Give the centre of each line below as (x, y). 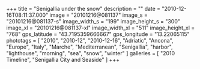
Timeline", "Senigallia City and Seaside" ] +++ (63, 60)
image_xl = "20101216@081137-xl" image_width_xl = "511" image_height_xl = (101, 28)
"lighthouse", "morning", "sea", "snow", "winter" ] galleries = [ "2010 (91, 53)
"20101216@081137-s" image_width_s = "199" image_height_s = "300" (93, 21)
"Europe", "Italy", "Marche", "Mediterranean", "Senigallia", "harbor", (89, 47)
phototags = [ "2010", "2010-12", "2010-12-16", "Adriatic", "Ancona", (90, 40)
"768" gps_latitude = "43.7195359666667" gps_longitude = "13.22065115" (98, 34)
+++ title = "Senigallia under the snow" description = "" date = (83, 9)
